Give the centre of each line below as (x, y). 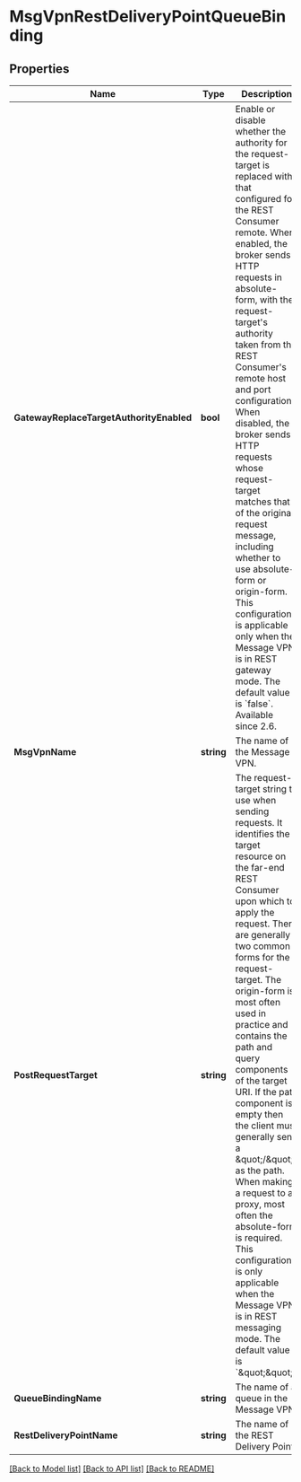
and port (253, 390)
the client (255, 1126)
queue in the (262, 1398)
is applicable (262, 625)
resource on (261, 856)
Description (267, 94)
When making (264, 1182)
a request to (261, 1193)
